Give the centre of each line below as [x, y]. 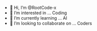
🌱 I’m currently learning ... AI [38, 18]
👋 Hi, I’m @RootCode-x [33, 8]
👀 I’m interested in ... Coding [38, 13]
